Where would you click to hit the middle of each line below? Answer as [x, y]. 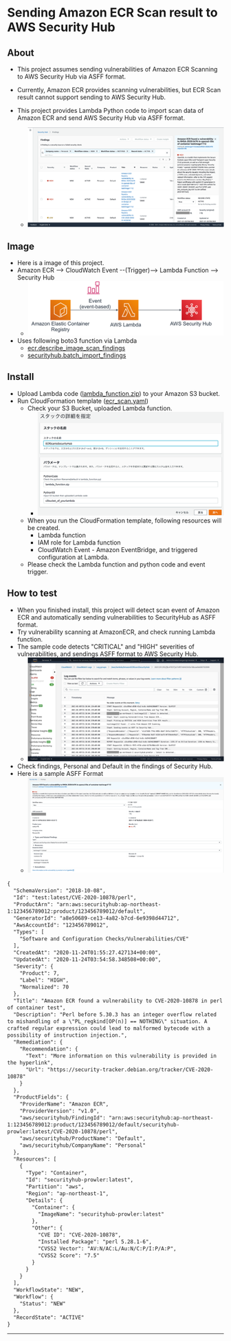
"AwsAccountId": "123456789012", [61, 925]
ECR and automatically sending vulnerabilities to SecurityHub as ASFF [116, 617]
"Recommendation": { [49, 1049]
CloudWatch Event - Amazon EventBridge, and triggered [118, 549]
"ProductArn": [33, 904]
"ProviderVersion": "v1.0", [59, 1111]
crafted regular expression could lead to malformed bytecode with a [109, 1028]
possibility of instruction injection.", [67, 1035]
